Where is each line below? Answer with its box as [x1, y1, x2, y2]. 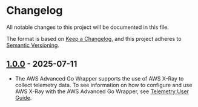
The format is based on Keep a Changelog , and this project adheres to [6, 35, 182, 42]
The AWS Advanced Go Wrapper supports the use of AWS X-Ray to [15, 75, 184, 82]
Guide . [15, 94, 32, 101]
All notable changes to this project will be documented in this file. [6, 23, 170, 31]
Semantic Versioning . [6, 41, 59, 49]
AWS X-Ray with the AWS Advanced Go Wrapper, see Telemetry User [15, 88, 190, 95]
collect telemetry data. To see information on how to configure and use [15, 81, 193, 88]
